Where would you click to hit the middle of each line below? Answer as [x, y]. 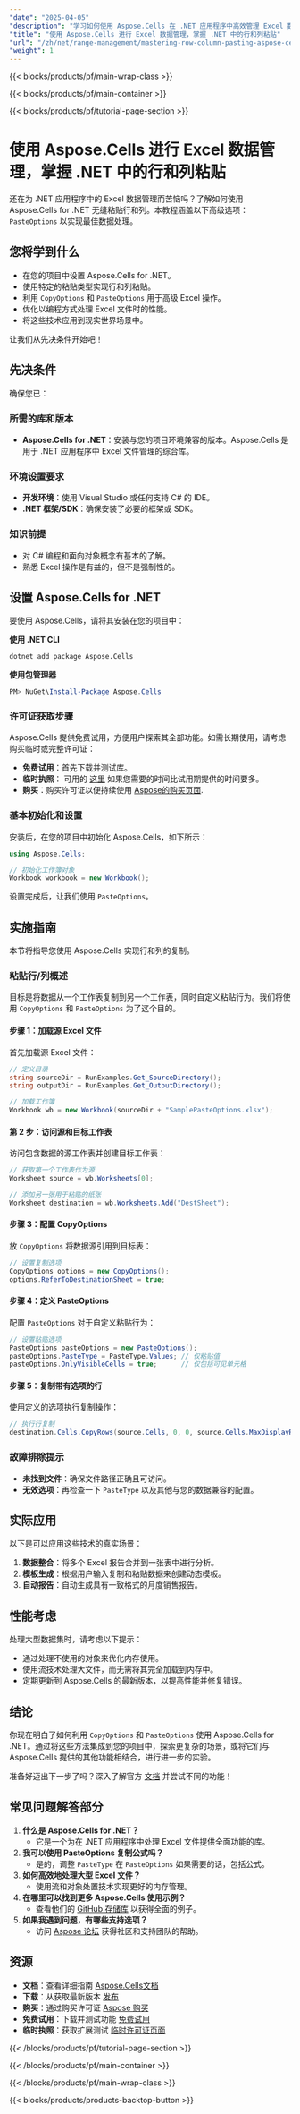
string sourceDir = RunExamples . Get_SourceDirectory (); [115, 1078]
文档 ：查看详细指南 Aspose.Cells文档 [90, 1985]
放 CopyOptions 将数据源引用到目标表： [80, 1246]
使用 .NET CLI [35, 640]
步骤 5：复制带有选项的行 [56, 1385]
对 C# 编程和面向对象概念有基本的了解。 [96, 555]
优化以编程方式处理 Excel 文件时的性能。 [97, 309]
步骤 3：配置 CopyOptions [58, 1224]
